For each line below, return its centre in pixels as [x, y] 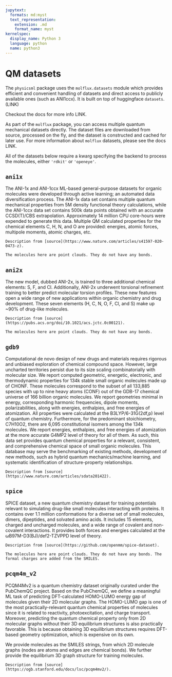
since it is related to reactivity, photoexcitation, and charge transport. [78, 613]
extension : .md [31, 24]
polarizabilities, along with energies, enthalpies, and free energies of [78, 408]
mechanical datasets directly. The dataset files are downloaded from [78, 129]
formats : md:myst [28, 15]
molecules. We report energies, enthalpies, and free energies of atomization [86, 430]
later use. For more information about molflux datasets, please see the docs [85, 140]
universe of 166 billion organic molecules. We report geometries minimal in [84, 397]
